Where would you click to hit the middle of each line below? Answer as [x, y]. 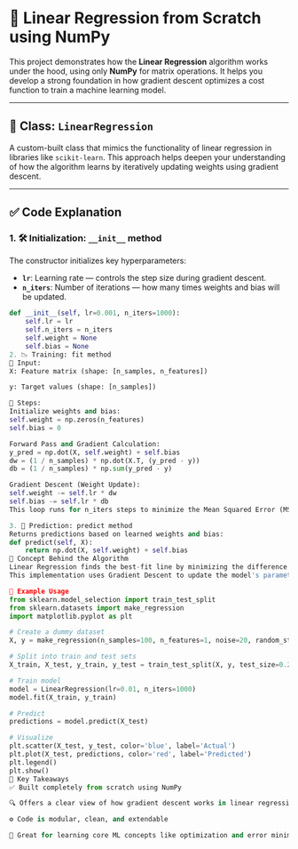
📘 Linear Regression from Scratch [135, 18]
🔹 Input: [25, 363]
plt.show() [29, 771]
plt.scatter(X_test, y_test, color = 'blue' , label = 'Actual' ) [123, 746]
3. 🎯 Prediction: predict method [71, 525]
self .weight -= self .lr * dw [63, 493]
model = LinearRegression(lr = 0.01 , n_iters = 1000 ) [103, 689]
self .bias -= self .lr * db [59, 501]
